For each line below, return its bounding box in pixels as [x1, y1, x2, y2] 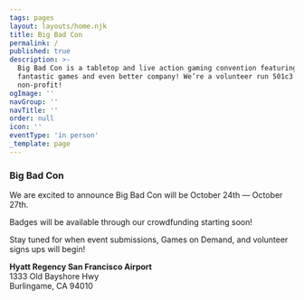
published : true [9, 47, 71, 56]
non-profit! [17, 80, 63, 89]
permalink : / [9, 38, 59, 48]
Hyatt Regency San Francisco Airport [9, 261, 152, 272]
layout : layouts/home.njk [9, 22, 107, 31]
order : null [9, 114, 54, 123]
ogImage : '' [9, 89, 54, 98]
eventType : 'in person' [9, 131, 100, 140]
